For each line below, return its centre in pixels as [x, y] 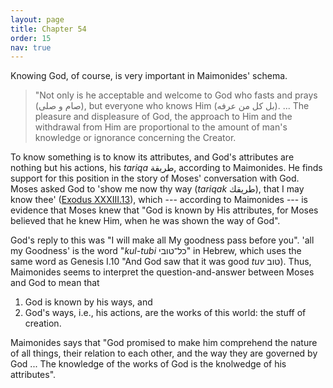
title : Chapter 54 [48, 29]
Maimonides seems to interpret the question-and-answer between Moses [162, 272]
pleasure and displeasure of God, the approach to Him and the [163, 117]
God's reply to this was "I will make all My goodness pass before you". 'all [162, 240]
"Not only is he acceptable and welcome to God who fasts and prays [176, 95]
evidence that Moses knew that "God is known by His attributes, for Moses [164, 210]
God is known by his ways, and [88, 302]
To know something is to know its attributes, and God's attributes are [152, 157]
